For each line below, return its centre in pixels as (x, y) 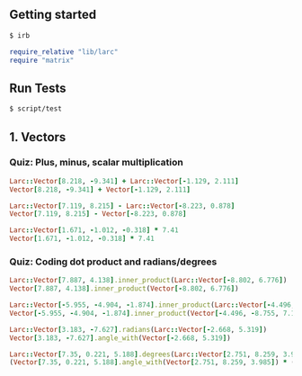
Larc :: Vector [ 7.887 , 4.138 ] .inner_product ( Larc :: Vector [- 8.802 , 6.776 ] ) (148, 281)
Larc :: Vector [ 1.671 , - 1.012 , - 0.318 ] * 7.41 (94, 230)
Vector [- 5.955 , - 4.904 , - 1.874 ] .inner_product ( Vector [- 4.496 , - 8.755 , (144, 313)
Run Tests (38, 88)
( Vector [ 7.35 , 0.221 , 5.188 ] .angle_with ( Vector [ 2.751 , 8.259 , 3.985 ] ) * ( (152, 363)
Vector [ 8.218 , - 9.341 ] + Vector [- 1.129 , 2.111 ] (100, 189)
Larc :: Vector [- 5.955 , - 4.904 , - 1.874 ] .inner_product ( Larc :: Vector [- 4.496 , (152, 305)
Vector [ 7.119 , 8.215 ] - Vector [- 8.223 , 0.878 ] (98, 214)
